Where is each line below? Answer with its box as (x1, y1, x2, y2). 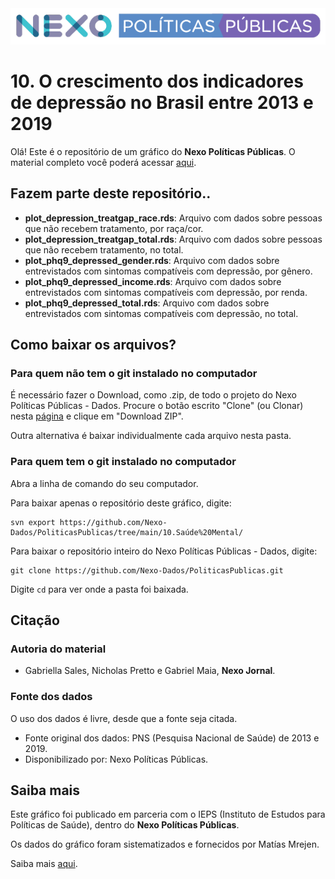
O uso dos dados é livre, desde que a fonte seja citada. (10, 712, 238, 724)
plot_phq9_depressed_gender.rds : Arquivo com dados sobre (24, 254, 280, 266)
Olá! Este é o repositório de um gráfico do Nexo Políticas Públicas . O (10, 145, 296, 157)
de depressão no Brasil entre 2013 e (10, 92, 314, 114)
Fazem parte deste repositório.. (10, 185, 212, 202)
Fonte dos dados (10, 690, 93, 704)
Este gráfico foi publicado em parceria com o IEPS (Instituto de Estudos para (10, 808, 326, 821)
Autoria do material (10, 642, 107, 656)
